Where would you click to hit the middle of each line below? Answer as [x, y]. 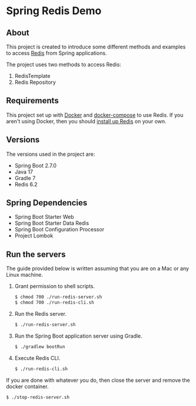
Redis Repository [35, 82]
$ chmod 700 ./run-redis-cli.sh [54, 303]
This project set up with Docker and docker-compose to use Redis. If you [95, 115]
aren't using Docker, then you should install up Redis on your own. [86, 121]
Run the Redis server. [40, 314]
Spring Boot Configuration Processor [59, 230]
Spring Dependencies [47, 203]
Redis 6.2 [26, 184]
